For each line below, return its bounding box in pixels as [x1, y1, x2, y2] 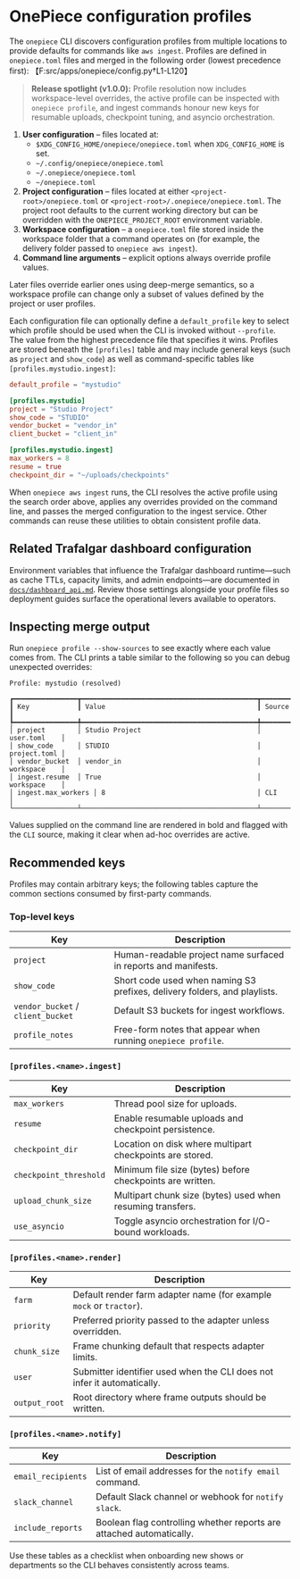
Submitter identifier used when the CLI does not [72, 1366, 274, 1378]
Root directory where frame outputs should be [72, 1391, 267, 1404]
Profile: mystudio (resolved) [9, 679, 122, 689]
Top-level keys [9, 911, 75, 923]
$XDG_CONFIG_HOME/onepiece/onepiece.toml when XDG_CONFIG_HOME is [35, 138, 285, 149]
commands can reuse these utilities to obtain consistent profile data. [9, 515, 262, 526]
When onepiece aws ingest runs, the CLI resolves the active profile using [9, 487, 279, 497]
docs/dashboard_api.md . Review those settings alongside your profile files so [9, 583, 290, 595]
